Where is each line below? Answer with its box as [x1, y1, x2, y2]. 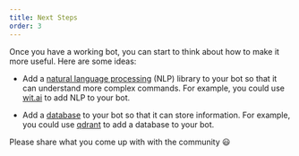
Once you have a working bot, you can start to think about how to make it [9, 46, 280, 56]
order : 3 [9, 22, 42, 30]
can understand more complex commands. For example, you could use [21, 82, 285, 93]
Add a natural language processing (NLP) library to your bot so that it [21, 73, 278, 83]
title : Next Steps [9, 13, 78, 22]
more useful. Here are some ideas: [9, 56, 137, 66]
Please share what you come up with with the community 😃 [9, 136, 231, 147]
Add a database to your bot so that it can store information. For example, [21, 109, 291, 120]
